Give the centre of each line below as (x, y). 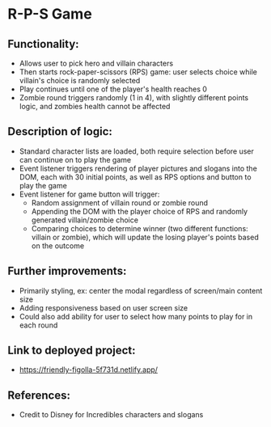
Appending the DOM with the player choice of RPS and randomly (140, 211)
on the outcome (58, 245)
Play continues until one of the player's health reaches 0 (113, 89)
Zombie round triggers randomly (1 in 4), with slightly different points (133, 97)
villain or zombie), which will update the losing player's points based (145, 237)
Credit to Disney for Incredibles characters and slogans (111, 415)
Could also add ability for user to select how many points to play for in (136, 316)
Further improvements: (67, 271)
